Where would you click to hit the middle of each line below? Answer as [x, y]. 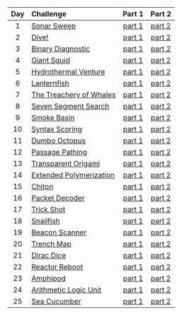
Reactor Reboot [57, 267]
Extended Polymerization [73, 175]
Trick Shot [49, 209]
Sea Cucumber [56, 301]
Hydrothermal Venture [68, 72]
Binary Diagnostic [61, 49]
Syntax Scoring [57, 129]
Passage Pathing [59, 152]
